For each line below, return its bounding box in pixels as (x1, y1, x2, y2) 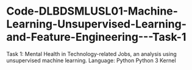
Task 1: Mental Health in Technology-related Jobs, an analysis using (6, 50, 177, 57)
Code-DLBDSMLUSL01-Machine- (6, 4, 179, 18)
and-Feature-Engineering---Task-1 (6, 30, 187, 44)
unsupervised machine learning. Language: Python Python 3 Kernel (6, 57, 176, 64)
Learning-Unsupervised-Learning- (6, 17, 187, 31)
